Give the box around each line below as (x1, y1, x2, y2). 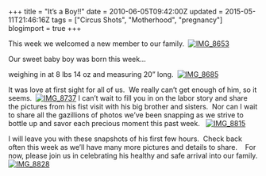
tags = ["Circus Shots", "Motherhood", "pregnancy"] (51, 15, 223, 25)
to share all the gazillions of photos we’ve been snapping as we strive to (8, 110, 244, 120)
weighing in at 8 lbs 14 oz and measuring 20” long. (8, 70, 174, 78)
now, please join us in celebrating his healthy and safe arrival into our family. (8, 151, 258, 160)
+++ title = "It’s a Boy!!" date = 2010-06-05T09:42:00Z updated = (8, 7, 224, 16)
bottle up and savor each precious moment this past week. (8, 119, 200, 128)
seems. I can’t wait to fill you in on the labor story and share (8, 94, 248, 102)
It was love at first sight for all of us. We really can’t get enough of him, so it (8, 85, 257, 94)
